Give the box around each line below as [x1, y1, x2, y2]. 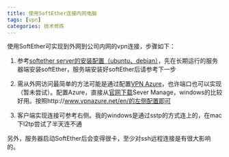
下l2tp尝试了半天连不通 [16, 120, 82, 128]
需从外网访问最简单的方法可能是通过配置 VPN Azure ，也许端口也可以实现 [16, 80, 222, 88]
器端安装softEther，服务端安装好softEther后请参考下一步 [16, 66, 176, 74]
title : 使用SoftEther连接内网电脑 [7, 10, 97, 17]
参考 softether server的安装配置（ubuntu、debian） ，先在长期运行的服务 [16, 57, 219, 65]
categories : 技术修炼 [7, 23, 65, 29]
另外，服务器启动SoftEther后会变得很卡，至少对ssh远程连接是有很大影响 [7, 134, 211, 143]
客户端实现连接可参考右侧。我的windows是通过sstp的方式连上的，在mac [16, 111, 222, 119]
